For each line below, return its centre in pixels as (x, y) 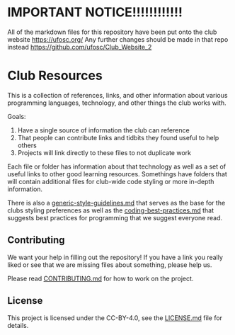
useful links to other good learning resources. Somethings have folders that (117, 174)
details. (18, 325)
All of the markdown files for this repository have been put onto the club (112, 32)
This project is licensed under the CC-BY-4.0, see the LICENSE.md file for (115, 318)
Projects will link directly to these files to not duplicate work (104, 152)
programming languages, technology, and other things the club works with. (117, 103)
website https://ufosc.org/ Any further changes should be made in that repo (118, 39)
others (27, 145)
